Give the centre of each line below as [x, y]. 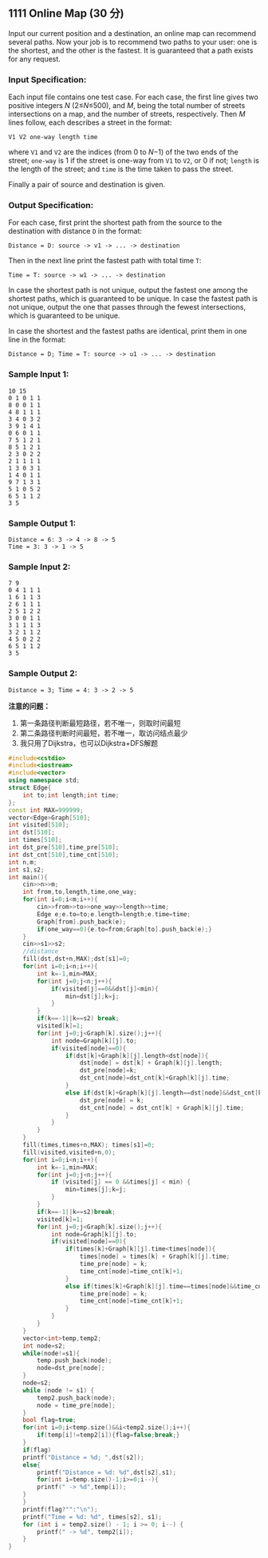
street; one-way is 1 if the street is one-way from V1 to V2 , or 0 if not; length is [134, 161]
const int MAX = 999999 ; [46, 810]
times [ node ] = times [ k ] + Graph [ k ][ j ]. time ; [155, 1257]
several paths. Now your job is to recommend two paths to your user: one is [133, 42]
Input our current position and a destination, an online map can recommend [132, 33]
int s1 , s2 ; [26, 870]
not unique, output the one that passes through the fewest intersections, [127, 307]
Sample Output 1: [42, 523]
